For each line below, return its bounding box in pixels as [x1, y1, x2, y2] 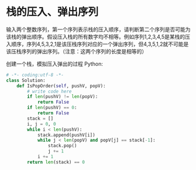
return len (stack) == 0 [27, 159, 85, 165]
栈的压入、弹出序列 [6, 5, 99, 19]
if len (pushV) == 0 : [27, 105, 77, 111]
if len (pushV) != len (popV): [27, 94, 98, 100]
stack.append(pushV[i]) [37, 132, 95, 138]
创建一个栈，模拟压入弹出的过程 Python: [6, 60, 104, 67]
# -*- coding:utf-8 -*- [6, 72, 64, 78]
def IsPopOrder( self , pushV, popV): [16, 83, 106, 89]
